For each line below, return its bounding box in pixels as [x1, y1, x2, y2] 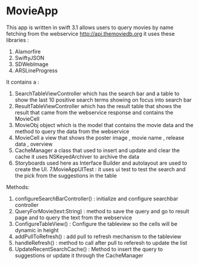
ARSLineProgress [14, 67, 58, 74]
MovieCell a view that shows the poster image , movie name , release [14, 134, 185, 141]
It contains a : [6, 78, 40, 86]
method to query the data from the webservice [14, 128, 129, 135]
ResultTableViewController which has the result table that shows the [14, 102, 182, 109]
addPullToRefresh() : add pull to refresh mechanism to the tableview [14, 233, 182, 240]
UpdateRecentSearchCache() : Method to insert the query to [14, 245, 163, 253]
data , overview [14, 140, 53, 147]
